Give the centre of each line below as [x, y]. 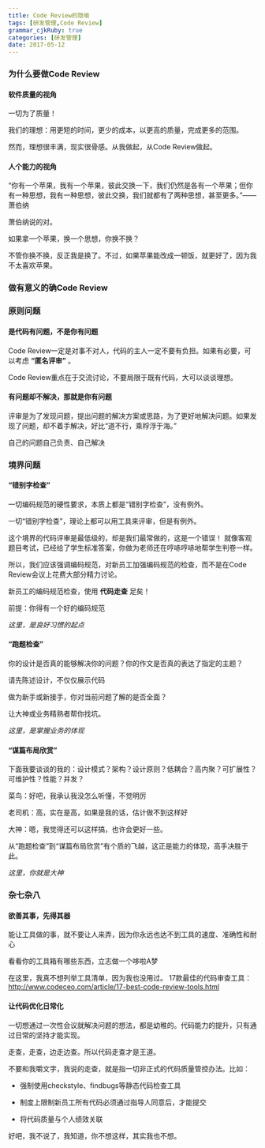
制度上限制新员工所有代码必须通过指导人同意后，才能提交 [113, 1102]
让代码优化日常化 [36, 1006]
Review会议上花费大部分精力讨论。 [65, 574]
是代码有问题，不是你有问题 [53, 331]
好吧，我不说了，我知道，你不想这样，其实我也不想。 [95, 1135]
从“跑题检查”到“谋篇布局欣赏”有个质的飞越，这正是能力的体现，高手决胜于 [128, 846]
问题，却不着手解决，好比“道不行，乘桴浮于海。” [99, 425]
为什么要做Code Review [54, 74]
